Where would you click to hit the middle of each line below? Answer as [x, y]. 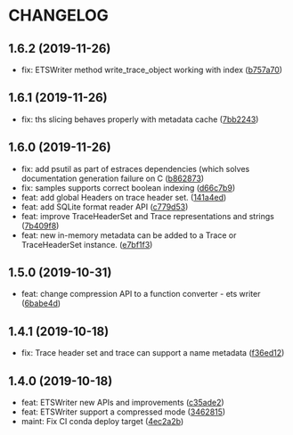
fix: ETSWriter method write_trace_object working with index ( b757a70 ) [151, 70]
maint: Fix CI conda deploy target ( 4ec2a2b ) [102, 422]
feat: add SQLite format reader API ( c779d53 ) [105, 207]
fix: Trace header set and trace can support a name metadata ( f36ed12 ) [153, 353]
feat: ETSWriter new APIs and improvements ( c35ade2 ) [122, 403]
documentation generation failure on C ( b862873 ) [113, 178]
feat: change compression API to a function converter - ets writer [141, 294]
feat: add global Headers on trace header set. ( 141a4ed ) [124, 197]
